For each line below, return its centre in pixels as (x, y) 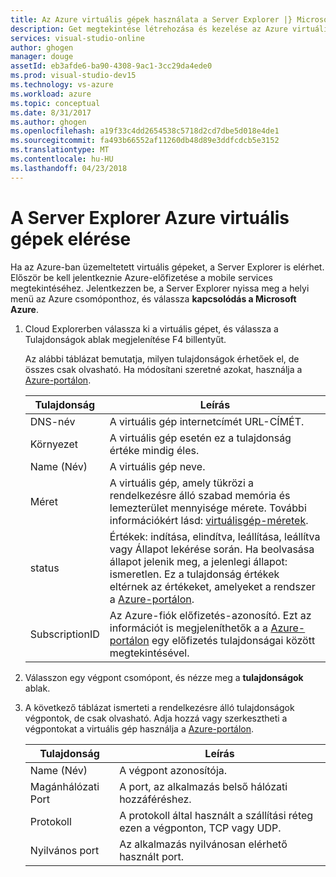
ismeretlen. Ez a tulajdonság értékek (194, 574)
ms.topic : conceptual (55, 103)
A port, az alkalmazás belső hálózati (203, 786)
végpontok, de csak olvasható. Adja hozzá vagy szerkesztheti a (156, 718)
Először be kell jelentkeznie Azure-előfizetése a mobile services (141, 277)
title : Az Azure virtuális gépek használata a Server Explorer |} (151, 19)
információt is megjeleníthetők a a (189, 628)
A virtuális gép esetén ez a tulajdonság (200, 438)
